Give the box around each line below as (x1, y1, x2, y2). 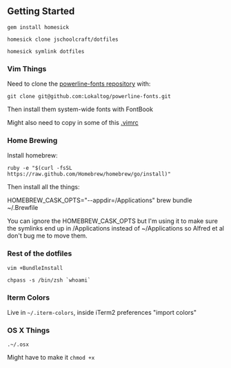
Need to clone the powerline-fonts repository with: (7, 79, 151, 88)
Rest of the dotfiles (7, 249, 72, 258)
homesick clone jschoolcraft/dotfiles (7, 36, 119, 43)
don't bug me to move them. (7, 231, 88, 240)
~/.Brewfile (7, 204, 39, 212)
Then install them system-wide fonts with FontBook (7, 105, 154, 113)
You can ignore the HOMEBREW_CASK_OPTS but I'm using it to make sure (7, 217, 219, 225)
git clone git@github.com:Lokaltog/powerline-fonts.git (7, 93, 171, 100)
